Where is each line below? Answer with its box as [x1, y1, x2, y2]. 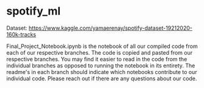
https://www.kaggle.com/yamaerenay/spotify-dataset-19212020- [28, 24, 192, 32]
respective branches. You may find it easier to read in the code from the [6, 55, 188, 63]
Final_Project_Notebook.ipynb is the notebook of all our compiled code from [6, 42, 198, 50]
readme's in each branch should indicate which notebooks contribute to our [6, 68, 197, 75]
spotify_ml [6, 4, 61, 18]
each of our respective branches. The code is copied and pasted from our [6, 49, 193, 56]
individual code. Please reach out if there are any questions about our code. [6, 75, 197, 82]
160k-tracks [6, 30, 37, 38]
